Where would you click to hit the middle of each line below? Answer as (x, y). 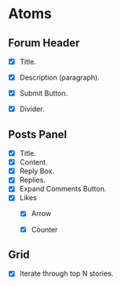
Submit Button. (44, 93)
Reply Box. (37, 171)
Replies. (32, 180)
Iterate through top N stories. (66, 273)
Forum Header (44, 43)
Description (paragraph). (59, 78)
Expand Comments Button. (63, 189)
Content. (34, 162)
